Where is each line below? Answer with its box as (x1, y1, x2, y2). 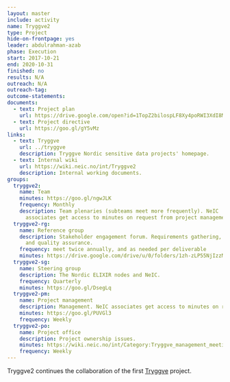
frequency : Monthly (19, 202, 75, 208)
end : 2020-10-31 (7, 61, 53, 68)
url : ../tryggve (19, 144, 66, 151)
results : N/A (7, 73, 44, 81)
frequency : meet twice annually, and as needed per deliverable (19, 246, 207, 253)
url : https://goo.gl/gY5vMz (19, 125, 99, 132)
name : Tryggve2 (7, 23, 51, 29)
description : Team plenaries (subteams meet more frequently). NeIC (19, 208, 219, 215)
